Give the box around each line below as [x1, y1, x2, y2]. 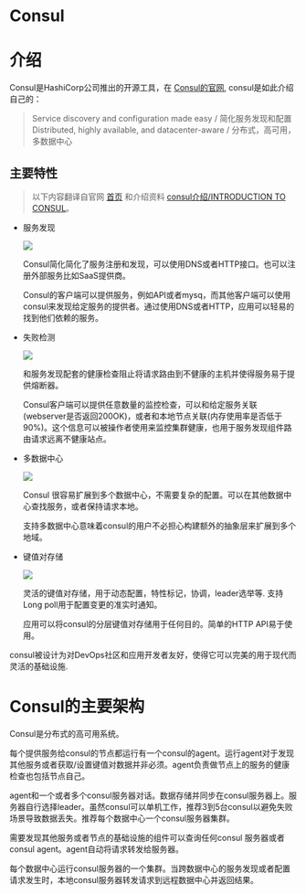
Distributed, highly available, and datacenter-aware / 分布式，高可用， [31, 124, 296, 135]
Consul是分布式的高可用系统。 [9, 728, 124, 739]
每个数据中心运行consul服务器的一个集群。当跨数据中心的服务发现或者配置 [9, 863, 290, 874]
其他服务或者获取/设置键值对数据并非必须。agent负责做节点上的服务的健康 [9, 759, 290, 770]
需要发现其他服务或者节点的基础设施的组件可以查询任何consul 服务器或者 [9, 832, 285, 843]
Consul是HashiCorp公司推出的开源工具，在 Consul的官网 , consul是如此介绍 [9, 82, 294, 93]
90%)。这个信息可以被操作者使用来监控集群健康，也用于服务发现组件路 [22, 421, 292, 432]
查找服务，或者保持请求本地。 [30, 500, 143, 512]
